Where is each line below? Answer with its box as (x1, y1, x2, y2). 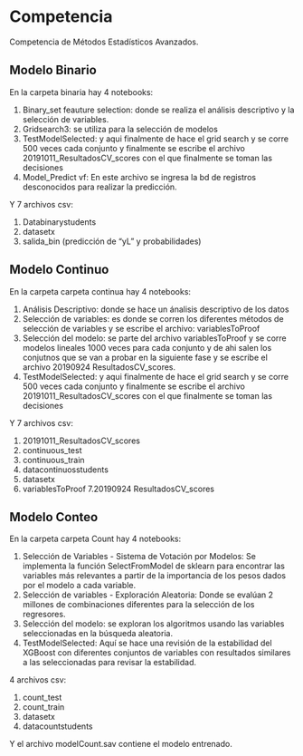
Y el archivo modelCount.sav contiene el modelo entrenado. (9, 739, 232, 750)
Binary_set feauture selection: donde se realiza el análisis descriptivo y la (22, 104, 295, 115)
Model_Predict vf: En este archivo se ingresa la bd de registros (22, 171, 256, 182)
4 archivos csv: (9, 674, 67, 685)
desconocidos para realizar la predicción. (22, 181, 178, 192)
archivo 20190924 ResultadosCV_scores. (22, 361, 176, 373)
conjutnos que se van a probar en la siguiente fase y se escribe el (22, 352, 269, 363)
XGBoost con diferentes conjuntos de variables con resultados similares (22, 647, 291, 658)
